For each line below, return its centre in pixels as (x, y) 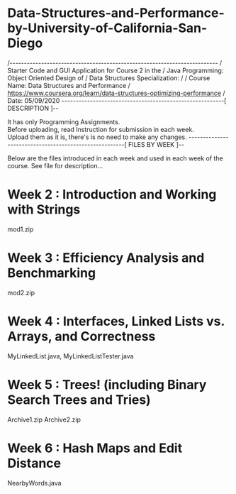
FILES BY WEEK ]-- (156, 144)
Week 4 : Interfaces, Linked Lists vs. (116, 322)
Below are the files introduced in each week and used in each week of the (115, 158)
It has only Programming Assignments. (64, 121)
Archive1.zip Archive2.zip (44, 419)
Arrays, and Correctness (82, 336)
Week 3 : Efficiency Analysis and (106, 258)
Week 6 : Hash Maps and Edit (95, 448)
